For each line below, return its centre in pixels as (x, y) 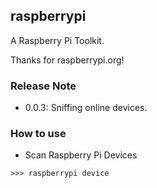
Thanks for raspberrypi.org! (67, 60)
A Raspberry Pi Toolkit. (57, 40)
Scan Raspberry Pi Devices (81, 155)
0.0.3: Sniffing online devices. (86, 108)
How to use (38, 134)
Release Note (43, 86)
